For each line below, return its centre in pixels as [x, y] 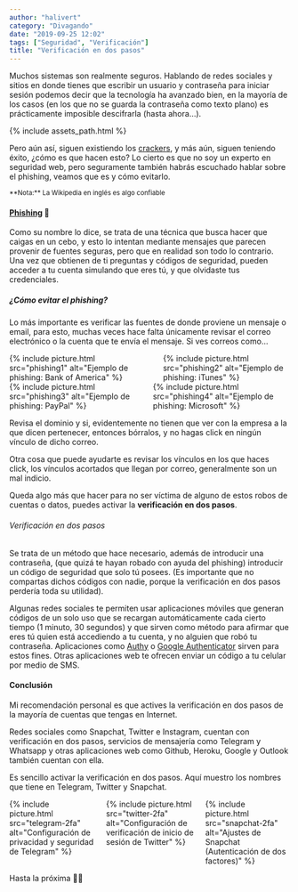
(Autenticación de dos [246, 851]
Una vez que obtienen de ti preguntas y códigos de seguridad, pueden [139, 261]
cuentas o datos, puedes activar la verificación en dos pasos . [123, 505]
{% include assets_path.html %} [68, 131]
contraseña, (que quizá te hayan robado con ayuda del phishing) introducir [146, 563]
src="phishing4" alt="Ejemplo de [213, 396]
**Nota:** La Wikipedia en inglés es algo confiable [88, 193]
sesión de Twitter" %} [146, 841]
